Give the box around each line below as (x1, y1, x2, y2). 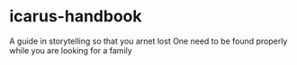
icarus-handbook (9, 6, 142, 27)
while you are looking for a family (9, 45, 132, 55)
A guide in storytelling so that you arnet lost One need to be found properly (9, 36, 288, 46)
